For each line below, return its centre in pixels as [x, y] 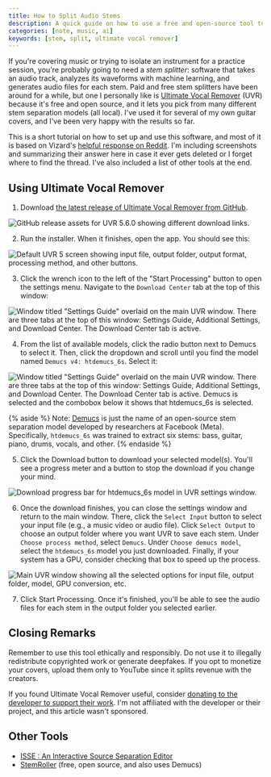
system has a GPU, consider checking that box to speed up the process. [140, 560]
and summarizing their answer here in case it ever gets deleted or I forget [130, 154]
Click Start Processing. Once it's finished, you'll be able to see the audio [140, 599]
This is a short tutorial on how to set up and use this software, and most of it [135, 137]
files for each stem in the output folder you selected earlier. [119, 608]
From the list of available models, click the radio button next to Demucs [138, 345]
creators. [23, 678]
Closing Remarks [52, 633]
